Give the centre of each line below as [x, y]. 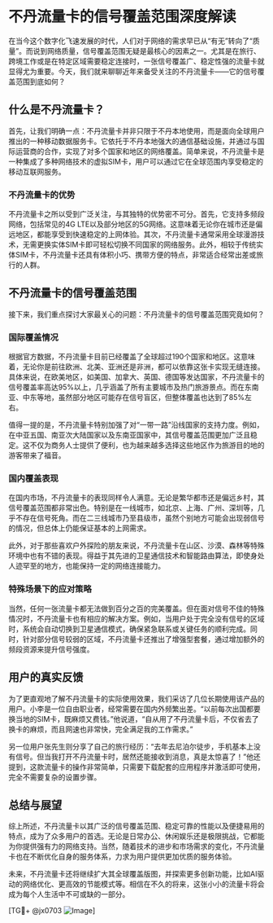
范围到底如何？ [40, 81]
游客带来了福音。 [37, 455]
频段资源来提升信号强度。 [51, 649]
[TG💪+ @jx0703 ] [52, 911]
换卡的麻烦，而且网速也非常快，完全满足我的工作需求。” [101, 729]
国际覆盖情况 [34, 337]
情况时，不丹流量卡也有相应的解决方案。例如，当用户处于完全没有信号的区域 [136, 618]
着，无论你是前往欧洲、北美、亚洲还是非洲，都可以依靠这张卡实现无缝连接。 [136, 367]
